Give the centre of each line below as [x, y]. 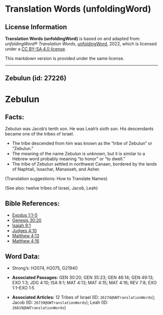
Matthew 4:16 [26, 241]
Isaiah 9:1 [21, 225]
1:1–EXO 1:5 [23, 288]
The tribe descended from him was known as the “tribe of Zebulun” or [82, 143]
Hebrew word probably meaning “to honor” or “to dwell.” [69, 159]
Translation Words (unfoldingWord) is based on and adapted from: [73, 38]
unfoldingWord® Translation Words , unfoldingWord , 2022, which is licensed [81, 44]
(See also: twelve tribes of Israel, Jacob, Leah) [51, 188]
